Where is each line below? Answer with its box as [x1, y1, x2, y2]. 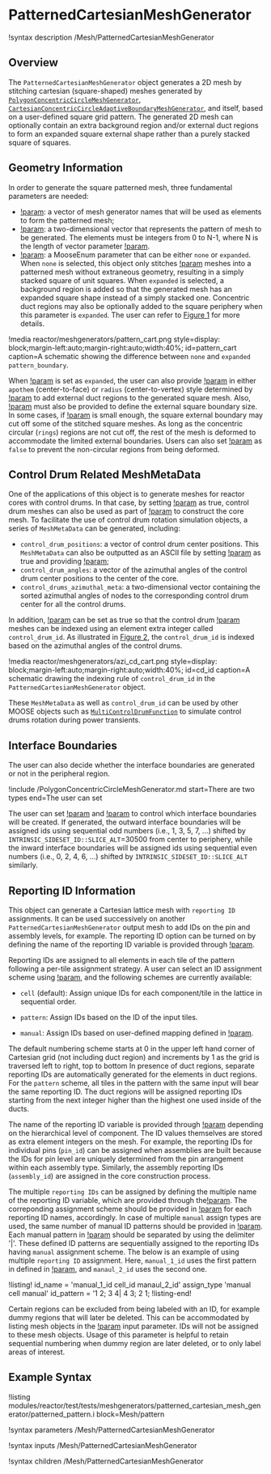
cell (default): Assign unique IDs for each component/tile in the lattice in [19, 989, 263, 997]
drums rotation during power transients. [8, 715, 142, 725]
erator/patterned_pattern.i [8, 1409, 95, 1419]
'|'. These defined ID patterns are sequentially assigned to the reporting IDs [8, 1239, 260, 1247]
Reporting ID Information [8, 883, 136, 897]
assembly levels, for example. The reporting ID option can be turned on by [8, 931, 256, 940]
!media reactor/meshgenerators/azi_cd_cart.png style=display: [8, 657, 218, 667]
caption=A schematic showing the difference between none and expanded [8, 351, 251, 361]
